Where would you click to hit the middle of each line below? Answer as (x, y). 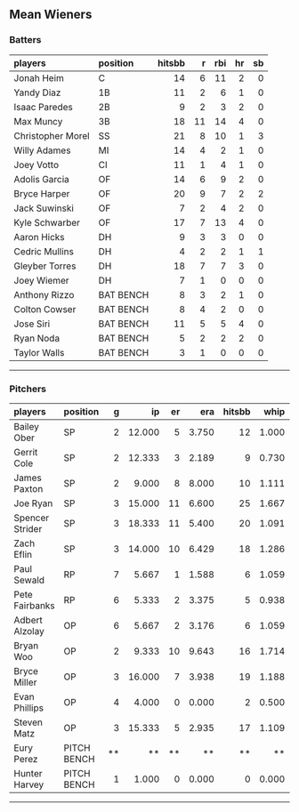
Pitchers (28, 389)
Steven (28, 722)
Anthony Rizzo (44, 294)
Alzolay (29, 631)
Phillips (29, 708)
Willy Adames (42, 150)
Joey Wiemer (41, 280)
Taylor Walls (39, 352)
